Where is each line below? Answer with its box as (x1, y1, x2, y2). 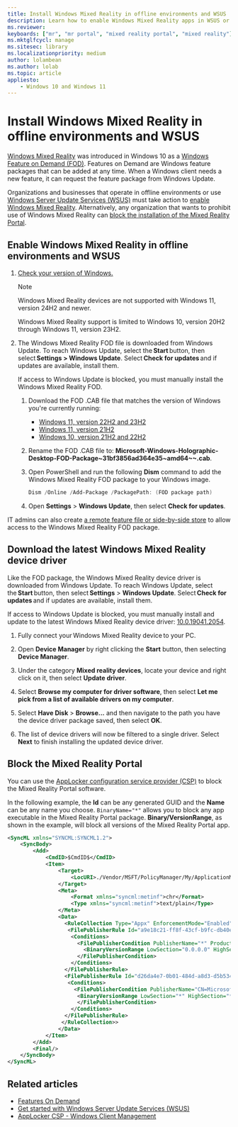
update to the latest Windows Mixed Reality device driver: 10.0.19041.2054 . (7, 617, 226, 626)
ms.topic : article (7, 69, 62, 77)
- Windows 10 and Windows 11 (20, 83, 106, 90)
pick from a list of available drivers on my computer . (17, 695, 174, 703)
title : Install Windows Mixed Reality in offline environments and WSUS (7, 10, 227, 18)
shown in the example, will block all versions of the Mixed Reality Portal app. (7, 820, 230, 829)
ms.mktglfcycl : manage (7, 37, 74, 44)
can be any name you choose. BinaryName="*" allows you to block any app (7, 805, 225, 814)
